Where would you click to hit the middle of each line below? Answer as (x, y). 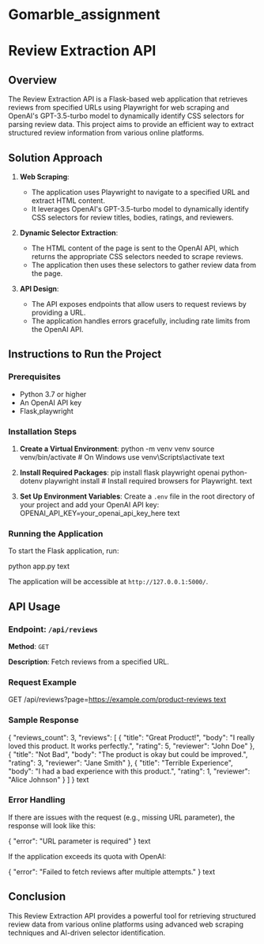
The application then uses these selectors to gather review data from (144, 265)
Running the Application (56, 533)
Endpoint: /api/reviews (53, 629)
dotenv (31, 480)
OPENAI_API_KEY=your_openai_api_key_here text (100, 513)
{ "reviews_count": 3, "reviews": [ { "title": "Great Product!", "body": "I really (132, 737)
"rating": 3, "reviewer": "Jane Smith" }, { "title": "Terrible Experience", (121, 762)
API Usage (34, 607)
